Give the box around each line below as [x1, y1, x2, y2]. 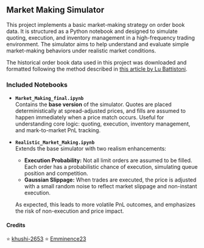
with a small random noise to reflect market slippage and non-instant [24, 183, 197, 190]
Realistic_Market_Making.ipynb [15, 140, 95, 146]
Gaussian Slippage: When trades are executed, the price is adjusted [24, 176, 197, 183]
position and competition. [24, 170, 88, 177]
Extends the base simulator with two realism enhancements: [15, 145, 166, 152]
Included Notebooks [6, 80, 68, 89]
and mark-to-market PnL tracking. [15, 127, 101, 134]
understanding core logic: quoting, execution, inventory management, [15, 120, 191, 127]
